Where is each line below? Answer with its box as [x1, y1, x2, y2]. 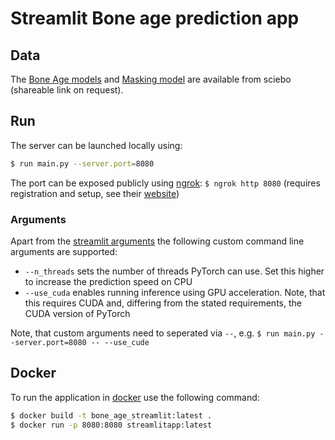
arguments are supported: [10, 245, 118, 257]
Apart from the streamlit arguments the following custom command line [10, 235, 305, 247]
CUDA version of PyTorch [24, 307, 131, 319]
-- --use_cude [90, 337, 150, 347]
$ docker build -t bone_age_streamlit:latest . [10, 410, 213, 421]
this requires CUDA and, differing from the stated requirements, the [24, 297, 302, 309]
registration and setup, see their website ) [10, 187, 180, 199]
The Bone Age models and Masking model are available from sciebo [10, 73, 292, 85]
